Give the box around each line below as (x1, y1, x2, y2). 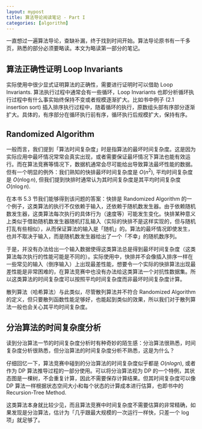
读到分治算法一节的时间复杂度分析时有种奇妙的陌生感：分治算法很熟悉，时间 (6, 339, 196, 347)
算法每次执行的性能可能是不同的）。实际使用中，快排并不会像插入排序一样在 (6, 253, 194, 260)
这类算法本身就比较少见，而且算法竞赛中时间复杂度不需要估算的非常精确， (6, 401, 191, 409)
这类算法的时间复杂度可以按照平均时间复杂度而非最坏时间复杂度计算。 (11, 275, 185, 282)
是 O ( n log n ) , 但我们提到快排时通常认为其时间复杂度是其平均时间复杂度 (6, 175, 182, 183)
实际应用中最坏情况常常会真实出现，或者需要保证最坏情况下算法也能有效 (6, 153, 185, 160)
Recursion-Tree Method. (6, 389, 67, 397)
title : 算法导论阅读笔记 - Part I (6, 14, 85, 20)
